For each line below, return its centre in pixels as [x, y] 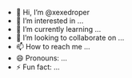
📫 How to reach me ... [53, 47]
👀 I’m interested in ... [50, 21]
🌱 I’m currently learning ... [58, 29]
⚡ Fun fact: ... [38, 67]
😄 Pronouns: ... [42, 58]
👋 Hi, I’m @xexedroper [53, 12]
